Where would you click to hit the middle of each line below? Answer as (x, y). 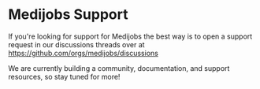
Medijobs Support (68, 15)
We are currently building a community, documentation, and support (119, 68)
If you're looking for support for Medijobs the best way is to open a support (130, 36)
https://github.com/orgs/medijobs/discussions (84, 53)
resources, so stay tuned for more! (64, 76)
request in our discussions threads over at (76, 44)
